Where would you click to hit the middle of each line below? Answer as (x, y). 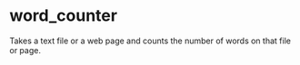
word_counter (64, 16)
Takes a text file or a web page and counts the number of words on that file (150, 41)
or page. (25, 50)
